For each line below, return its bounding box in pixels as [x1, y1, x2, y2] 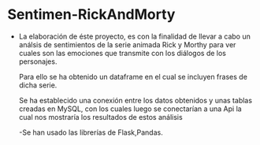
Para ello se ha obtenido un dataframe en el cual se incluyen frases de [18, 72, 247, 81]
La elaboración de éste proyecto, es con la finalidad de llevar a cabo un [18, 32, 251, 41]
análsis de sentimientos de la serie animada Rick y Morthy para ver [18, 39, 236, 49]
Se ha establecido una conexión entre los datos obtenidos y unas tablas [18, 95, 253, 105]
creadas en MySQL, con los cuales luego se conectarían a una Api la [18, 104, 242, 113]
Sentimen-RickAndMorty [7, 6, 176, 24]
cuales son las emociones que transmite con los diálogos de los [18, 48, 226, 58]
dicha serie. [18, 80, 58, 90]
